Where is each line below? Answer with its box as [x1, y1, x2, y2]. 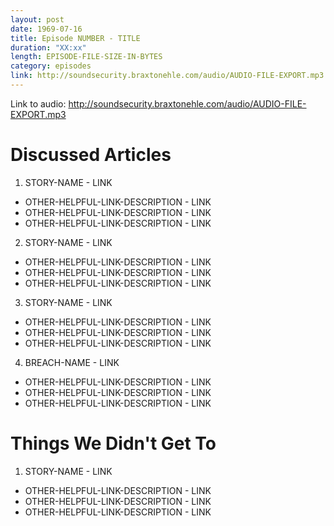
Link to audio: [10, 97, 67, 110]
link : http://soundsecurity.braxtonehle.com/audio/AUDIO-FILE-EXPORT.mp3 [10, 71, 325, 81]
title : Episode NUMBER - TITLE [10, 33, 141, 43]
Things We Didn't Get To [10, 432, 217, 455]
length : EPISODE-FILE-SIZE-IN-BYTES [10, 52, 163, 62]
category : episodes [10, 61, 92, 71]
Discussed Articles [10, 144, 172, 166]
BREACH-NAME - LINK [24, 356, 120, 368]
